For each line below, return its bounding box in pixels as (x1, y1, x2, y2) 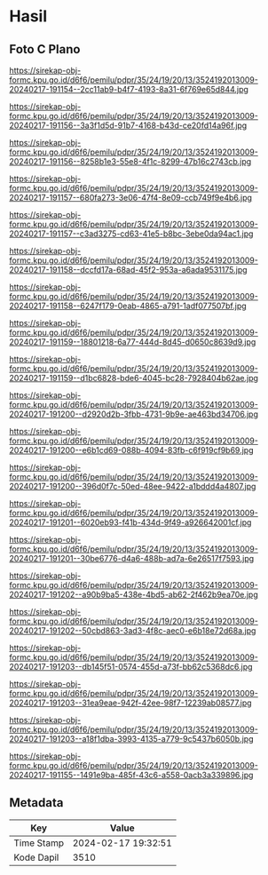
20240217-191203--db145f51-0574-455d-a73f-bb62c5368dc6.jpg (9, 662, 253, 672)
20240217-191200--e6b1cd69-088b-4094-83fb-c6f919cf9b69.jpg (9, 445, 254, 455)
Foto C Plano (9, 42, 81, 57)
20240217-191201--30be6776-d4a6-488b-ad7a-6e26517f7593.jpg (9, 553, 255, 563)
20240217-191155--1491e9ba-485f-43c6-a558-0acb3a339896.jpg (9, 770, 254, 780)
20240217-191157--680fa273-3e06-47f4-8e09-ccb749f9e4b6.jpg (9, 193, 253, 203)
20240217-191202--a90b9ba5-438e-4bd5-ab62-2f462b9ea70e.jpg (9, 589, 259, 600)
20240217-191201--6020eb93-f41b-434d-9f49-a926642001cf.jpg (9, 517, 252, 528)
